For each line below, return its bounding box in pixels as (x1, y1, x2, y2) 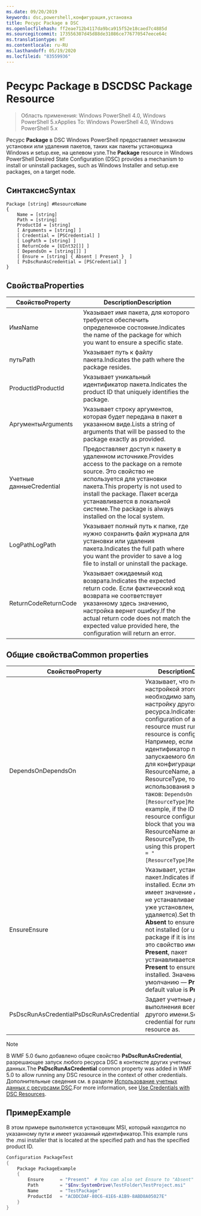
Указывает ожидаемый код (83, 569, 163, 577)
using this (145, 842, 172, 850)
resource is (145, 730, 177, 738)
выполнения (145, 1003, 181, 1011)
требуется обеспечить (83, 316, 150, 324)
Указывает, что (145, 678, 189, 685)
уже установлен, (145, 903, 194, 911)
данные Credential (9, 482, 61, 490)
